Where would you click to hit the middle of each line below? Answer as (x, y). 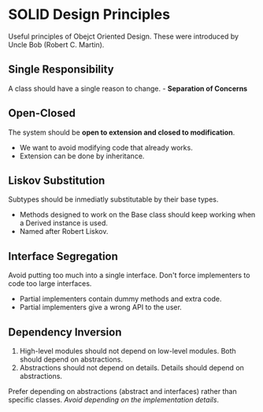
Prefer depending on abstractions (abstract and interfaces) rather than (123, 391)
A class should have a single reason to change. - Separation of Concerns (128, 88)
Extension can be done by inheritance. (82, 156)
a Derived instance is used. (64, 223)
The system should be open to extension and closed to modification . (122, 132)
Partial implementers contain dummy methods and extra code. (120, 299)
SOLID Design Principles (89, 15)
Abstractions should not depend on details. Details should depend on (131, 367)
